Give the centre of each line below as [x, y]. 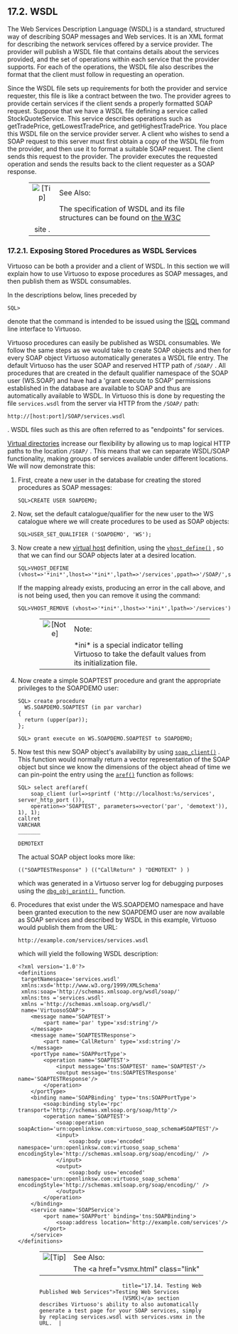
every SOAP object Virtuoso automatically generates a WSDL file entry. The [118, 358]
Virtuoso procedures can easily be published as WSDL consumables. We [114, 343]
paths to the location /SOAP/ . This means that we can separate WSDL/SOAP [118, 451]
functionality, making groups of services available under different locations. [118, 458]
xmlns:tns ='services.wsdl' [63, 998]
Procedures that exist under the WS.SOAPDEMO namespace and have [120, 905]
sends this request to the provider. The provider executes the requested [113, 156]
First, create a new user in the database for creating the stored [109, 480]
